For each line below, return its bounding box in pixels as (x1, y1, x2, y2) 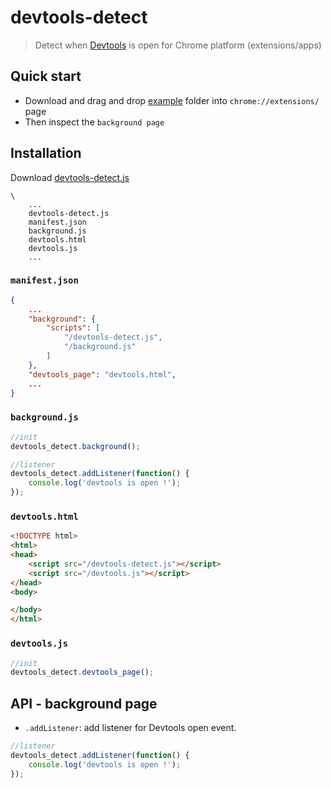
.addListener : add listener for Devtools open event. (24, 722, 237, 734)
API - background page (10, 695, 158, 712)
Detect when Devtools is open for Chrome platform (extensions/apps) (34, 39, 322, 51)
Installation (10, 145, 82, 162)
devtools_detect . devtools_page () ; (10, 667, 155, 678)
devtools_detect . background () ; (10, 441, 141, 451)
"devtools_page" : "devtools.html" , (28, 369, 177, 380)
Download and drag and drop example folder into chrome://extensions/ (24, 94, 320, 106)
